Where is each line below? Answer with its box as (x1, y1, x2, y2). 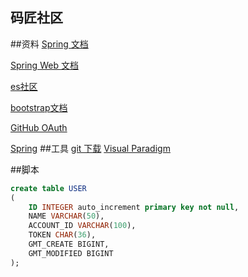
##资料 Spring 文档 (10, 38, 89, 50)
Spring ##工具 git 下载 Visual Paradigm (10, 142, 171, 154)
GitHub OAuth (10, 121, 68, 133)
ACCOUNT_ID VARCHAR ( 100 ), (28, 221, 137, 231)
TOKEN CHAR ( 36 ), (28, 230, 97, 240)
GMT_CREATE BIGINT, (28, 239, 110, 250)
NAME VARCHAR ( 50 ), (28, 211, 105, 222)
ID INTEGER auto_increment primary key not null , (28, 202, 240, 212)
